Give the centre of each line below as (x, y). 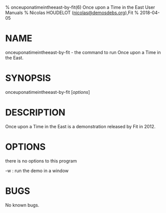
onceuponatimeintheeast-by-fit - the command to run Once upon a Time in (83, 52)
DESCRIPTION (35, 113)
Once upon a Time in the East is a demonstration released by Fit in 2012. (80, 126)
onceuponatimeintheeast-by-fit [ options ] (47, 92)
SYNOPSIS (28, 78)
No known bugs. (22, 205)
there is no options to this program (41, 161)
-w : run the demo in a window (37, 171)
